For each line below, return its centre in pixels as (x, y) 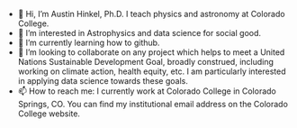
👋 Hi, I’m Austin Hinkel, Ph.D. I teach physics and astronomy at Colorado (151, 14)
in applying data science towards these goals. (103, 81)
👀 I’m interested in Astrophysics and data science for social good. (139, 33)
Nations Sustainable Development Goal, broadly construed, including (146, 62)
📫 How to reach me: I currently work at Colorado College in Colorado (147, 91)
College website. (49, 114)
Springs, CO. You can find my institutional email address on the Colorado (153, 104)
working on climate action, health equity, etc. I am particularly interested (152, 71)
